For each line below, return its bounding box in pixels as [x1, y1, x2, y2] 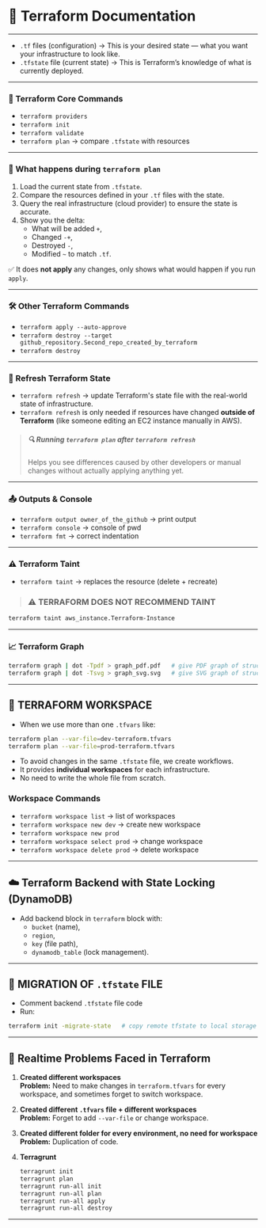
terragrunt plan [19, 1175, 74, 1183]
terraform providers [19, 112, 88, 121]
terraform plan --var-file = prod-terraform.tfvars [8, 742, 176, 751]
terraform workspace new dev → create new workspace [19, 819, 201, 829]
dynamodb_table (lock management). [31, 947, 149, 956]
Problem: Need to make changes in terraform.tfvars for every [19, 1081, 226, 1091]
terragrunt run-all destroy [19, 1204, 112, 1212]
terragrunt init [19, 1168, 74, 1176]
